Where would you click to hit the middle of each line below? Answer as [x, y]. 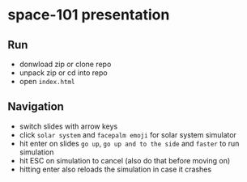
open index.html [47, 81]
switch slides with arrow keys [68, 126]
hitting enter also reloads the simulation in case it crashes [115, 169]
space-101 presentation [89, 15]
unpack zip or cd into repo [63, 73]
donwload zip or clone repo [65, 64]
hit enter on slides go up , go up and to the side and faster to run [129, 143]
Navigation [36, 107]
